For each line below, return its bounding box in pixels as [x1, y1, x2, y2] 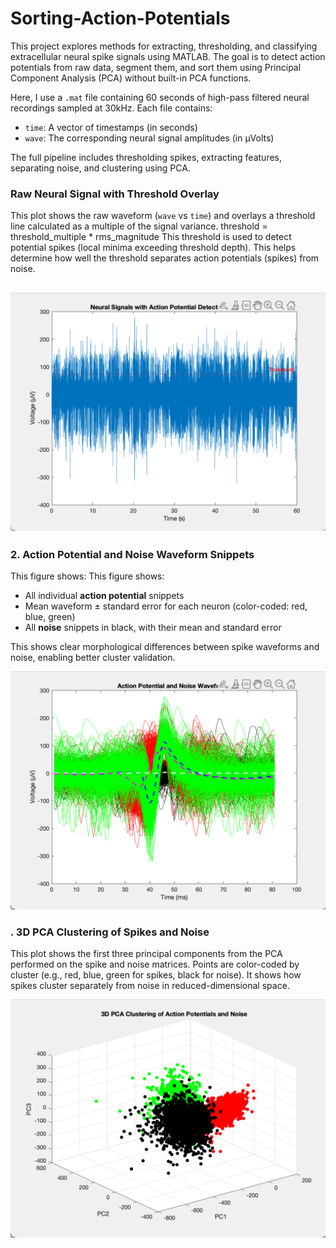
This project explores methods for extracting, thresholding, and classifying [10, 40, 318, 52]
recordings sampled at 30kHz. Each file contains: [10, 102, 213, 114]
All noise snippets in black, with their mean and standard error [24, 621, 282, 633]
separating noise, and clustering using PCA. [10, 162, 191, 174]
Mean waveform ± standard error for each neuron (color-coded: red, [24, 600, 308, 612]
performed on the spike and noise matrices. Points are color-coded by [10, 958, 300, 971]
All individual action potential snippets [24, 589, 185, 601]
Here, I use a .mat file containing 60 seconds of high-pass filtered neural [10, 91, 310, 103]
